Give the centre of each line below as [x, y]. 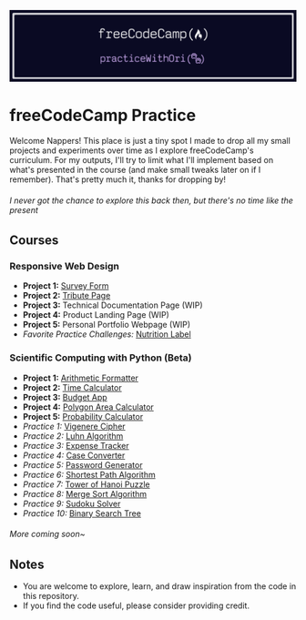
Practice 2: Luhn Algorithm [73, 436]
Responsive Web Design [65, 267]
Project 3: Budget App [65, 397]
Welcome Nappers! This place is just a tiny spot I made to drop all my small [150, 140]
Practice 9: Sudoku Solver [71, 503]
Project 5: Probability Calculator [83, 416]
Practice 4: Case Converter [74, 455]
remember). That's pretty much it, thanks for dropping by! [117, 179]
